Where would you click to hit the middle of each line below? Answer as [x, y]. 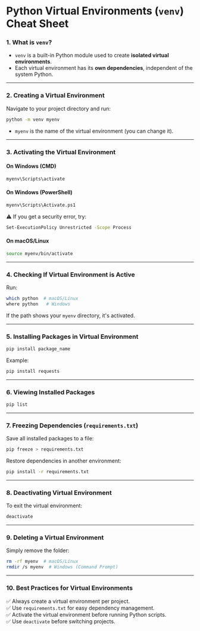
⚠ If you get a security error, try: [46, 216]
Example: [18, 360]
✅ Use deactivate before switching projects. [61, 621]
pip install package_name [38, 349]
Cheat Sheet [37, 24]
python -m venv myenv [33, 120]
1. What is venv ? [29, 42]
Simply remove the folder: [38, 550]
